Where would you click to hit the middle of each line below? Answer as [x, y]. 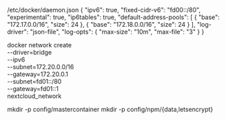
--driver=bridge [30, 52]
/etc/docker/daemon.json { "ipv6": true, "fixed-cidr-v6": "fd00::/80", [104, 10]
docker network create [40, 45]
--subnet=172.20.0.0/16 [41, 67]
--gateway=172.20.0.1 [38, 74]
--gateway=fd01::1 [33, 89]
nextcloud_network [34, 96]
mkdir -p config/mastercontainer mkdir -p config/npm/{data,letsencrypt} [110, 109]
